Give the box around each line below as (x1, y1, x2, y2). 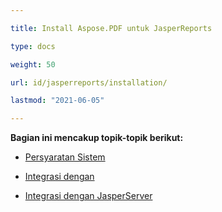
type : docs (10, 41, 56, 51)
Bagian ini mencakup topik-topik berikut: (10, 132, 184, 144)
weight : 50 (10, 59, 56, 70)
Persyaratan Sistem (24, 151, 106, 163)
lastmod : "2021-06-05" (10, 96, 105, 106)
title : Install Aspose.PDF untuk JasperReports (10, 23, 213, 33)
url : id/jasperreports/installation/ (10, 77, 168, 88)
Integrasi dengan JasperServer (24, 190, 153, 202)
